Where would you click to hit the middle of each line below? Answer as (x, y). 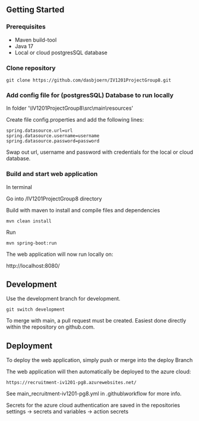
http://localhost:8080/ (33, 265)
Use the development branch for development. (63, 299)
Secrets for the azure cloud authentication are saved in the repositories (93, 405)
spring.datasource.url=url (40, 131)
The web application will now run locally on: (60, 254)
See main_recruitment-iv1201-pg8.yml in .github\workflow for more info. (94, 394)
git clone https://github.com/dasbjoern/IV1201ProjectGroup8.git (89, 80)
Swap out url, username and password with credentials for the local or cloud (100, 152)
